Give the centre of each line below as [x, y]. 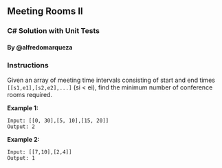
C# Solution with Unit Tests [53, 31]
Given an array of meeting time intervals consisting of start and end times [111, 80]
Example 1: [23, 108]
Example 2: [23, 140]
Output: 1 [21, 158]
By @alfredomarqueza [40, 47]
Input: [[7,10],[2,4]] [40, 152]
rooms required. [30, 95]
